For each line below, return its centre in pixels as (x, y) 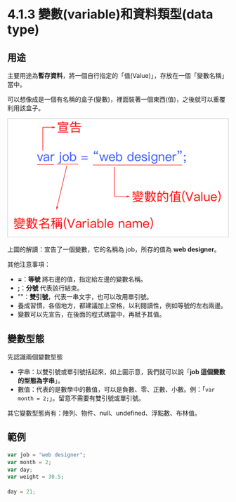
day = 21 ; (22, 492)
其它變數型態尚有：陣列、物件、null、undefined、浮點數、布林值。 (104, 413)
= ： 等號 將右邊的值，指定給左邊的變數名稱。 (82, 279)
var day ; (20, 470)
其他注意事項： (29, 265)
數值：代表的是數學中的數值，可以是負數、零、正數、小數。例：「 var (116, 389)
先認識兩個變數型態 (35, 357)
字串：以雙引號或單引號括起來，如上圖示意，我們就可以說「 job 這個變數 (122, 372)
